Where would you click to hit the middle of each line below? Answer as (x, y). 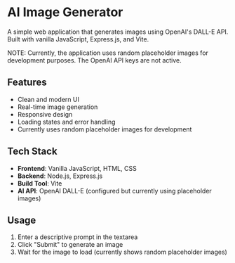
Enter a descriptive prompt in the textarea (78, 237)
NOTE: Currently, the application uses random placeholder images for (108, 53)
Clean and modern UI (48, 99)
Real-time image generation (58, 107)
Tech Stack (32, 152)
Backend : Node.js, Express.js (60, 176)
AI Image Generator (65, 12)
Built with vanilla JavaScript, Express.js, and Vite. (78, 39)
